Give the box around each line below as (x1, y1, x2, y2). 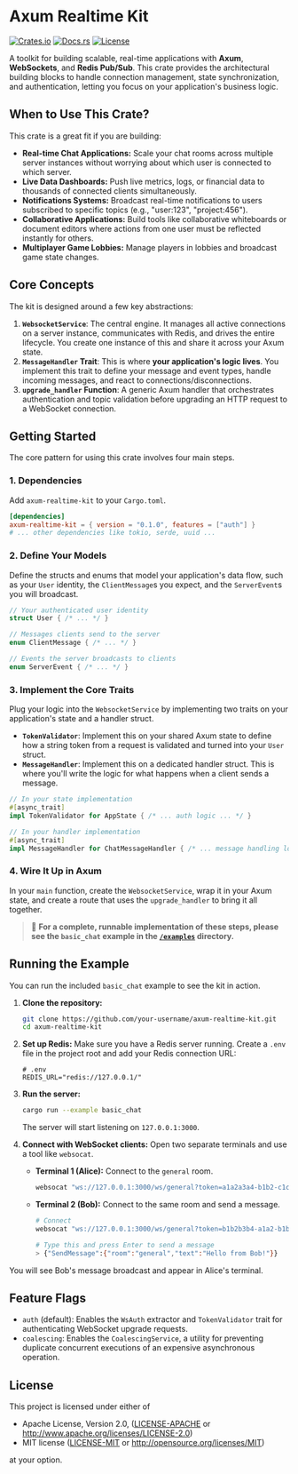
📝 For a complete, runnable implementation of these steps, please (30, 921, 279, 932)
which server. (21, 166, 73, 177)
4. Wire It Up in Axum (9, 864, 102, 877)
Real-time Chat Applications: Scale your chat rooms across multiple (21, 147, 273, 158)
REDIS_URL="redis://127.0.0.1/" (21, 1073, 142, 1082)
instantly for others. (21, 233, 94, 243)
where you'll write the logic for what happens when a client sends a (21, 769, 270, 779)
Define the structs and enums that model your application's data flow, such (9, 570, 284, 580)
